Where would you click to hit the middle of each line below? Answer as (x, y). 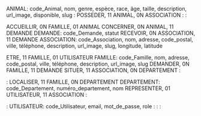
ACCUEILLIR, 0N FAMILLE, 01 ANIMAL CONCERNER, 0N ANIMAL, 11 (90, 27)
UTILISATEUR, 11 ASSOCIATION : (47, 95)
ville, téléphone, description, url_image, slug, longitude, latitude (85, 46)
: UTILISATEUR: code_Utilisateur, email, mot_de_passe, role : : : (84, 106)
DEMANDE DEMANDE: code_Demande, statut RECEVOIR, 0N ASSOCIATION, (101, 33)
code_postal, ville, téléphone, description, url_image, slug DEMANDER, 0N (98, 64)
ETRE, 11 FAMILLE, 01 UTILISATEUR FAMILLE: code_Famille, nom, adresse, (98, 57)
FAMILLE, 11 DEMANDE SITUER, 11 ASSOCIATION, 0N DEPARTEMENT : (94, 70)
